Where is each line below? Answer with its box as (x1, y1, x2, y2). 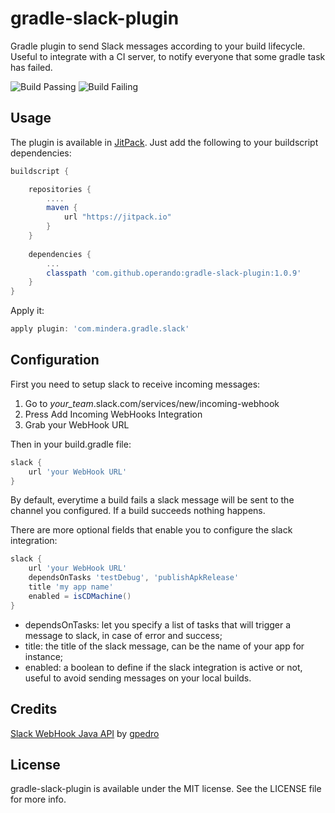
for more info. (10, 793, 67, 806)
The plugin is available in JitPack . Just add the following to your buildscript (10, 136, 319, 148)
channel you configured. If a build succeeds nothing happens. (10, 505, 266, 517)
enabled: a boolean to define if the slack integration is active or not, (24, 661, 303, 673)
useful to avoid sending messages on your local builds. (24, 672, 252, 684)
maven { (46, 203, 78, 213)
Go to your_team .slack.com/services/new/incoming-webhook (24, 397, 280, 409)
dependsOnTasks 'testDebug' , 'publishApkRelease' (28, 573, 240, 583)
